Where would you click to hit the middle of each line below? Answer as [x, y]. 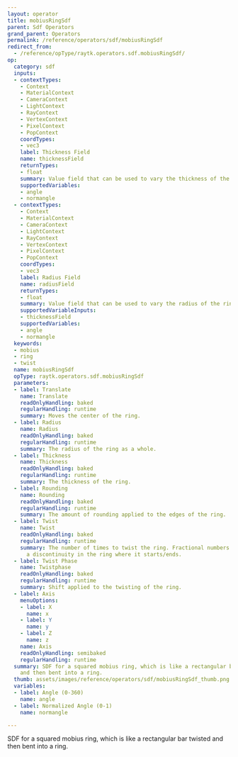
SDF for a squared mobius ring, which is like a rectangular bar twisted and [115, 739]
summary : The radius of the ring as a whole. [89, 449]
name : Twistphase [46, 568]
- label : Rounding [41, 488]
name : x [38, 614]
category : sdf [34, 67]
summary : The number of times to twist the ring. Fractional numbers [125, 548]
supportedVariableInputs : [58, 310]
